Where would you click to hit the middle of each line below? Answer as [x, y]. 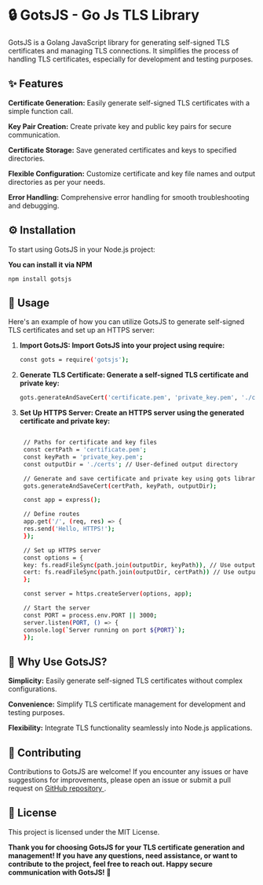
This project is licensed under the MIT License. [84, 832]
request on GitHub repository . [57, 788]
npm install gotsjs [40, 279]
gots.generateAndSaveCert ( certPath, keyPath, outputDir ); [120, 486]
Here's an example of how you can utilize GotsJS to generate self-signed [126, 322]
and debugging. [34, 205]
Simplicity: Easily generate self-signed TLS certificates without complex [126, 680]
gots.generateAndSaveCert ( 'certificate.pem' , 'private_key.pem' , [128, 398]
